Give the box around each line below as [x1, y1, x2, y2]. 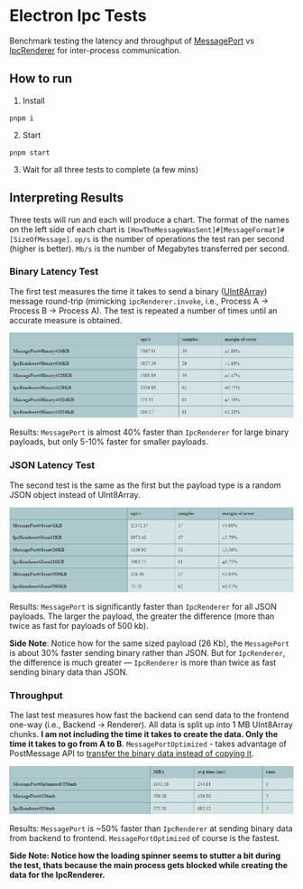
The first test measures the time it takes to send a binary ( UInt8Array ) [9, 285, 268, 296]
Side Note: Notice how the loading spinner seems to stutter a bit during [9, 850, 281, 861]
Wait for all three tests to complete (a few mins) [22, 164, 199, 174]
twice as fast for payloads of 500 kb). [9, 620, 149, 631]
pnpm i [9, 114, 34, 123]
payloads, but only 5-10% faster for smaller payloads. [9, 436, 209, 447]
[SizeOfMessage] [9, 235, 70, 244]
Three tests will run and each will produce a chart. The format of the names [9, 214, 290, 225]
